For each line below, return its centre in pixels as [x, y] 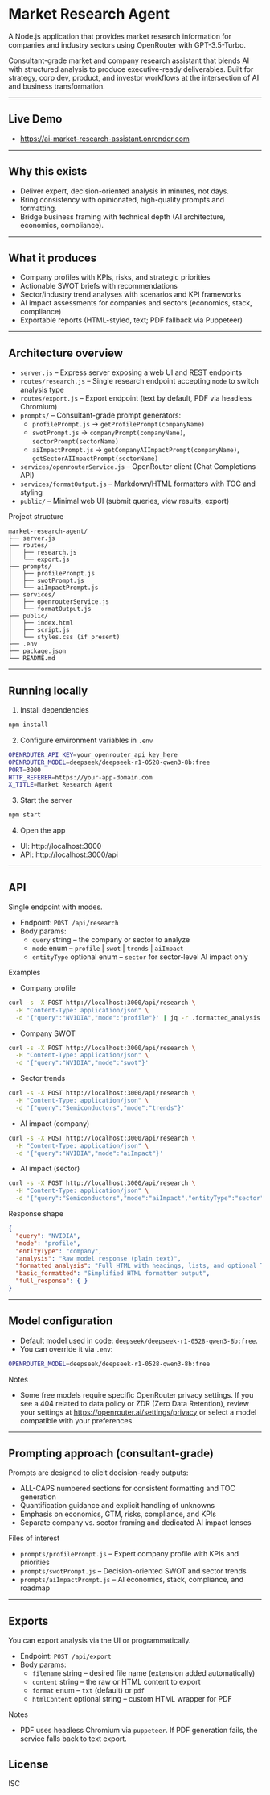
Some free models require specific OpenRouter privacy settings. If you [137, 1394]
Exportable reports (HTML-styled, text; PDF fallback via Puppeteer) [131, 320]
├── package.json [37, 651]
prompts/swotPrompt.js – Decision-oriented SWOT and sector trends [133, 1571]
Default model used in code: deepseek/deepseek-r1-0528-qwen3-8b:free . [139, 1340]
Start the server [46, 800]
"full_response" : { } [52, 1281]
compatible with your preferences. [77, 1420]
